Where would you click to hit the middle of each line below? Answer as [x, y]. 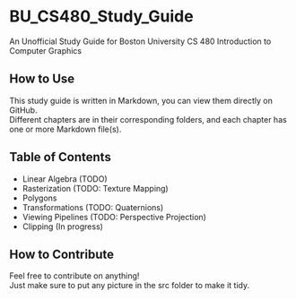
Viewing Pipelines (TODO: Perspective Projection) [114, 217]
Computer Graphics [46, 50]
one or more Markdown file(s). [65, 129]
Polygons [39, 198]
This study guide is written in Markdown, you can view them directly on [141, 100]
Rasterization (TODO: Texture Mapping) [95, 188]
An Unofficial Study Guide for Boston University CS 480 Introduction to [140, 41]
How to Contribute [62, 254]
